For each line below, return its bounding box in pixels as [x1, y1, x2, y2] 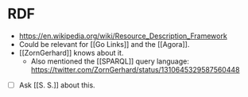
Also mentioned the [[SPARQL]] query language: [30, 56, 190, 66]
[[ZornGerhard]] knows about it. [18, 48, 124, 57]
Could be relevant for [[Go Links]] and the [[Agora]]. [18, 39, 190, 48]
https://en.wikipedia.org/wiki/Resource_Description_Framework [18, 31, 227, 41]
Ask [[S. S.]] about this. [18, 80, 96, 90]
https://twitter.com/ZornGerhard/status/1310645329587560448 [30, 64, 240, 74]
